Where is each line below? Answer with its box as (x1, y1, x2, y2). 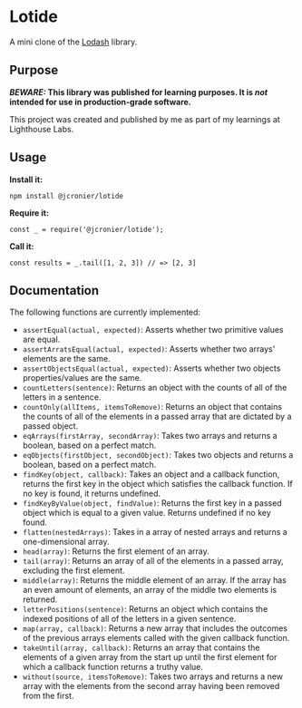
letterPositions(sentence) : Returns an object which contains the (22, 604, 268, 615)
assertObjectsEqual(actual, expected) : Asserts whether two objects (22, 363, 281, 373)
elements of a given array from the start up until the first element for (22, 652, 278, 663)
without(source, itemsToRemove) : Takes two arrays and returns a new (22, 671, 284, 682)
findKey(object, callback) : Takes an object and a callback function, (22, 469, 280, 480)
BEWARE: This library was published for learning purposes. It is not (9, 86, 268, 97)
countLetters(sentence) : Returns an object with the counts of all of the (22, 383, 287, 393)
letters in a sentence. (22, 392, 102, 402)
